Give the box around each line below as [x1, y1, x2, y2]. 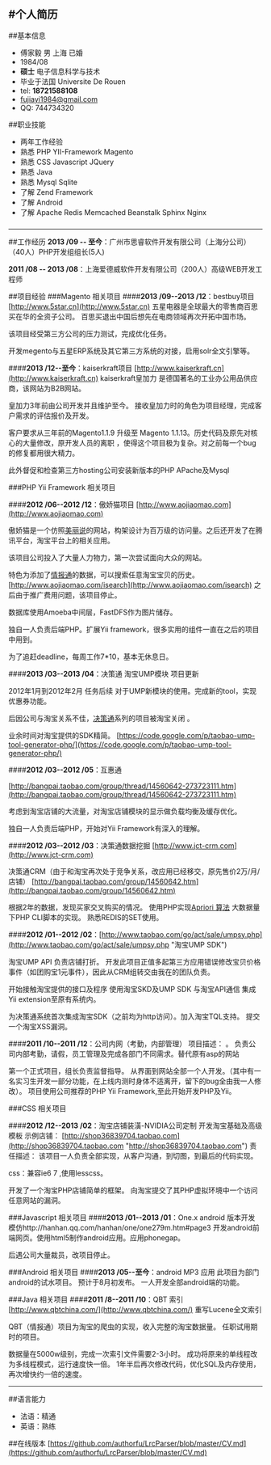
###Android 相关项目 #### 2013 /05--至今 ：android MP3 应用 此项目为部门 [8, 1267, 260, 1277]
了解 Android [19, 197, 63, 207]
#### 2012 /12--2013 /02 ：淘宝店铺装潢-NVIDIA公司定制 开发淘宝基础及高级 [8, 1121, 263, 1130]
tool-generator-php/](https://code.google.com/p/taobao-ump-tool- [8, 739, 232, 749]
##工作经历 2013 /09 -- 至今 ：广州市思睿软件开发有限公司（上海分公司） [8, 237, 252, 247]
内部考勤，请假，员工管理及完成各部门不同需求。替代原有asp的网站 [15, 1049, 240, 1058]
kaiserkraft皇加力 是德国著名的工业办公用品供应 [100, 373, 258, 382]
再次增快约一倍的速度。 [8, 1369, 86, 1378]
